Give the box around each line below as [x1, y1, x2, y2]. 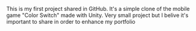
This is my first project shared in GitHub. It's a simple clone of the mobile [6, 5, 190, 12]
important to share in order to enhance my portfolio [6, 18, 136, 25]
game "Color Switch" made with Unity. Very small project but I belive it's [6, 12, 189, 19]
